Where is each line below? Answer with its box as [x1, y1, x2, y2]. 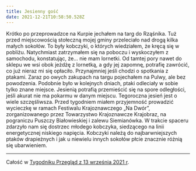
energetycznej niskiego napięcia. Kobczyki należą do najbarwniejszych [6, 129, 177, 136]
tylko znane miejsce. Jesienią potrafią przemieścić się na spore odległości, [6, 86, 186, 93]
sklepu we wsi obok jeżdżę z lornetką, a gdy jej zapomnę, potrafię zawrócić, [6, 61, 190, 68]
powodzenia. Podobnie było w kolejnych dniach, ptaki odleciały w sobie [6, 79, 178, 86]
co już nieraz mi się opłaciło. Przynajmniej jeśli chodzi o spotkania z [6, 67, 169, 74]
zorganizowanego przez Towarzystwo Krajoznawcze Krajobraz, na [6, 110, 166, 117]
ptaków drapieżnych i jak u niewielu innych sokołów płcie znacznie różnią [6, 135, 183, 142]
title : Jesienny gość [6, 8, 59, 15]
